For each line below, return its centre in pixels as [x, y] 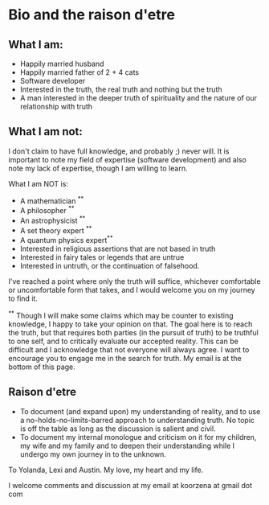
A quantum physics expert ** [67, 240]
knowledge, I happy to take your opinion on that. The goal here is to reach [130, 324]
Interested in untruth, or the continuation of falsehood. [110, 266]
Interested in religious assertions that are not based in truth [118, 249]
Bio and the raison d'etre [92, 15]
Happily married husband [62, 64]
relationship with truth [56, 107]
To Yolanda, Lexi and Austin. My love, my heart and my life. [106, 470]
